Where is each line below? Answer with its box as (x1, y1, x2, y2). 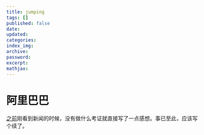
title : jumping (6, 9, 45, 15)
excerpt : (6, 60, 29, 66)
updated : (6, 32, 29, 38)
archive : (6, 49, 29, 55)
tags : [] (6, 15, 29, 21)
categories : (6, 37, 36, 43)
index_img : (6, 43, 34, 49)
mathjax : (6, 65, 29, 72)
